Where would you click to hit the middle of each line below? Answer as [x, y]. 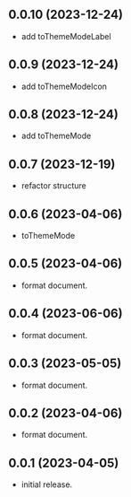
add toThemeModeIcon [64, 86]
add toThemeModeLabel [66, 36]
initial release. [47, 484]
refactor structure [53, 186]
